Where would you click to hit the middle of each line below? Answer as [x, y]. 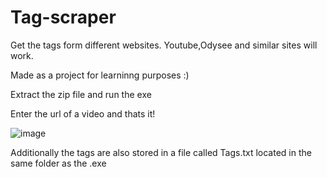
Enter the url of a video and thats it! [83, 113]
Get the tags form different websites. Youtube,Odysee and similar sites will [164, 45]
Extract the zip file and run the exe [81, 94]
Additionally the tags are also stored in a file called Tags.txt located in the [161, 152]
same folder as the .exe [58, 163]
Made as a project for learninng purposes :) [100, 75]
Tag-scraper [63, 17]
